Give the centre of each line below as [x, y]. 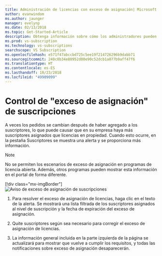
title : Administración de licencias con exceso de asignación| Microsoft [81, 9]
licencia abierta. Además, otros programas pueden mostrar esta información [81, 169]
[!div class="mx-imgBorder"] [34, 184]
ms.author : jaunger [25, 18]
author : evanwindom [25, 14]
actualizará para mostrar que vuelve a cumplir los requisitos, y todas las [84, 243]
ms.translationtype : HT [29, 64]
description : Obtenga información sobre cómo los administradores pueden [81, 37]
